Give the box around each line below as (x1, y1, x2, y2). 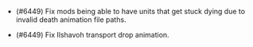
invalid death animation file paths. (15, 15, 127, 24)
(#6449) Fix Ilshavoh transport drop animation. (15, 31, 169, 39)
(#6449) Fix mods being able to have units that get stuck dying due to (15, 7, 245, 16)
